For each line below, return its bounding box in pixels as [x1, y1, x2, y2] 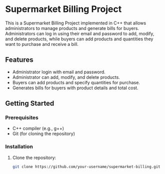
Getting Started [5, 99, 54, 108]
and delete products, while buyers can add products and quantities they [5, 36, 153, 42]
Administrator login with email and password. [12, 69, 106, 75]
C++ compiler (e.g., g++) [12, 126, 64, 132]
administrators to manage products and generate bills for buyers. [5, 25, 139, 31]
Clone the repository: [12, 155, 56, 161]
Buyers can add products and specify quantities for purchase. [12, 79, 140, 85]
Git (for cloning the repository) [12, 131, 75, 137]
